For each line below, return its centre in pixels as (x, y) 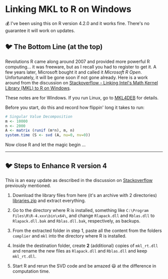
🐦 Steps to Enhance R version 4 (56, 166)
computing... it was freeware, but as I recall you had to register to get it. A (81, 66)
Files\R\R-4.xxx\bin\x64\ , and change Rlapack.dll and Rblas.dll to (83, 215)
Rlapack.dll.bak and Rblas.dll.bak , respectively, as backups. (76, 220)
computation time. (31, 271)
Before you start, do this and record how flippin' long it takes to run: (75, 107)
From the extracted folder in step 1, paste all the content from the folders (87, 230)
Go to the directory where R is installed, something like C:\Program (80, 210)
